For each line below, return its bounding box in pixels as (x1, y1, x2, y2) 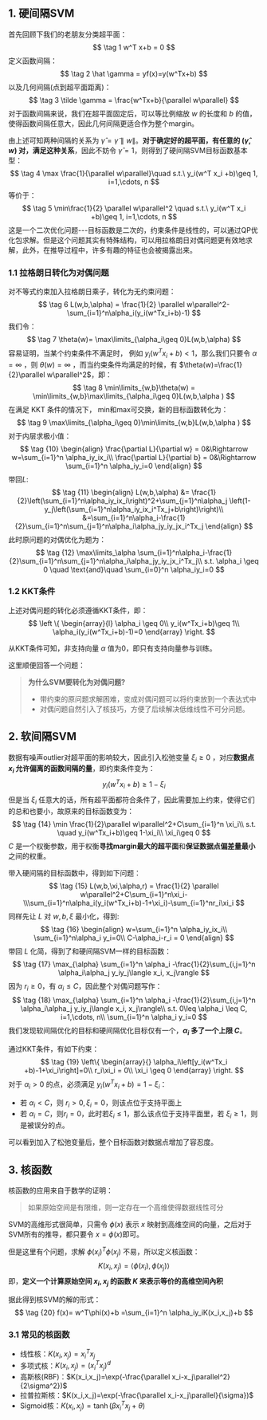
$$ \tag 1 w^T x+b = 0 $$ (92, 42, 175, 52)
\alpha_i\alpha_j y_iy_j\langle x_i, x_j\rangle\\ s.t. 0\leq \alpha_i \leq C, (20, 1004, 248, 1013)
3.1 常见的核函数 (8, 1329, 70, 1340)
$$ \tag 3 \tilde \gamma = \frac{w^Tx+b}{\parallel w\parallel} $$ (28, 95, 240, 104)
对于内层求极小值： (8, 431, 72, 440)
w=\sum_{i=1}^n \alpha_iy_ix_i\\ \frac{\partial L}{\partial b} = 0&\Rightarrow (11, 452, 257, 462)
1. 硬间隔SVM (8, 6, 75, 21)
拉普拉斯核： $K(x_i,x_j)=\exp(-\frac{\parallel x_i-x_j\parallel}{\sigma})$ (19, 1390, 254, 1400)
